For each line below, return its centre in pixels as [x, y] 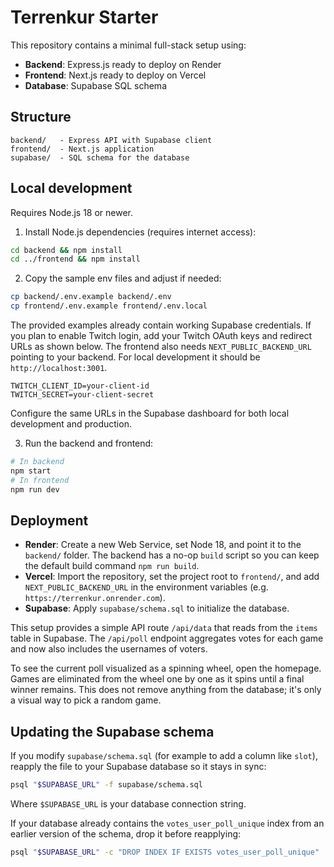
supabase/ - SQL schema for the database [100, 157]
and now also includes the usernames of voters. [109, 649]
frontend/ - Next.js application [82, 149]
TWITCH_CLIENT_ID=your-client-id [80, 386]
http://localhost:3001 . [59, 368]
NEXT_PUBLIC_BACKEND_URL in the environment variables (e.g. [146, 587]
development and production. [71, 424]
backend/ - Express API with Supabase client [111, 140]
